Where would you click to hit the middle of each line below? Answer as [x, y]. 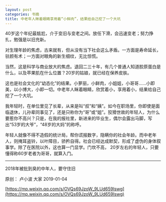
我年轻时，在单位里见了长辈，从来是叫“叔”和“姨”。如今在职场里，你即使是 [80, 106]
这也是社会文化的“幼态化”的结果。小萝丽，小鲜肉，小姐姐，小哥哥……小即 [80, 83]
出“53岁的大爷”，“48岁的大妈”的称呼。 [44, 125]
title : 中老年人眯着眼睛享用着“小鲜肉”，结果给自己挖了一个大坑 [63, 19]
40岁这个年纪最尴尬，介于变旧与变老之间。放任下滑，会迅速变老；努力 [77, 34]
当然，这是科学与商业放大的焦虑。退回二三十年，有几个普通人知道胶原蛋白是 [83, 67]
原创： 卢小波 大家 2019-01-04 [36, 179]
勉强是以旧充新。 [31, 39]
